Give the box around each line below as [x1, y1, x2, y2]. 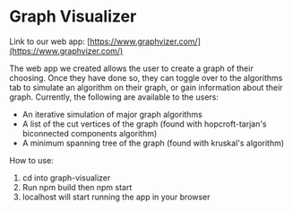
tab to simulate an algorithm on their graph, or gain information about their [9, 82, 283, 92]
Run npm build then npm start [22, 181, 133, 192]
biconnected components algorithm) [22, 127, 158, 138]
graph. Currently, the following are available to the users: [9, 92, 220, 102]
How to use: [9, 154, 54, 165]
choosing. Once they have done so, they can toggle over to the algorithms [9, 72, 283, 83]
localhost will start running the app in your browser [22, 191, 211, 202]
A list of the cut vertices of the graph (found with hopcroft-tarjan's [22, 119, 267, 129]
